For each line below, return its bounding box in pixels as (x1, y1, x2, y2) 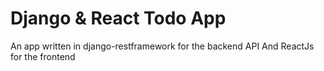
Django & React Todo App (10, 7, 227, 30)
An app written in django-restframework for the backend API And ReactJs (10, 40, 315, 52)
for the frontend (10, 50, 76, 62)
